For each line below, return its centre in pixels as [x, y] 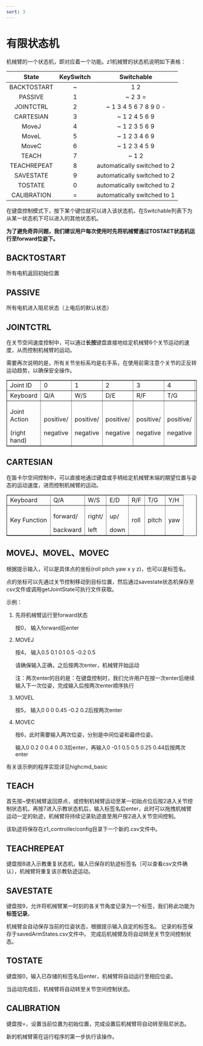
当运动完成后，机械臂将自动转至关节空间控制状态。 [70, 989]
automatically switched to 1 [136, 195]
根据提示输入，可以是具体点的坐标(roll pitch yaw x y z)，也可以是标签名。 [98, 569]
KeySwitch [75, 77]
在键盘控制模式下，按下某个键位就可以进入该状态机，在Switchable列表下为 [99, 210]
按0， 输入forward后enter [47, 627]
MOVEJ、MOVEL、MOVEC [58, 553]
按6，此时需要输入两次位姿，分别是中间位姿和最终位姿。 [85, 734]
